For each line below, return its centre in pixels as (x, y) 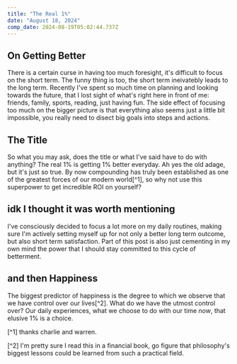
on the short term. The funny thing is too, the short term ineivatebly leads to (118, 80)
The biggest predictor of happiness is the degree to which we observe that (116, 295)
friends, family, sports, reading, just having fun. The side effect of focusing (116, 102)
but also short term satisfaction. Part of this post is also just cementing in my (119, 241)
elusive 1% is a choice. (40, 318)
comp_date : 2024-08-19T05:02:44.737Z (63, 27)
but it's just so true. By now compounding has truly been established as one (118, 172)
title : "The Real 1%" (39, 14)
